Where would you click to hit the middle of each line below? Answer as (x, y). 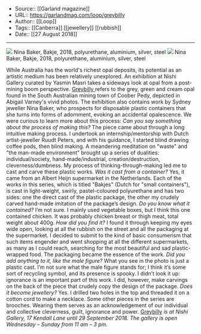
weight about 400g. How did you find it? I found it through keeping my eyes (99, 223)
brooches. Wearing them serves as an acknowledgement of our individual (97, 305)
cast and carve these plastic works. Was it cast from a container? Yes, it (95, 172)
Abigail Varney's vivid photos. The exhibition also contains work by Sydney (99, 102)
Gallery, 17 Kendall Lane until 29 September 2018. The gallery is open (92, 318)
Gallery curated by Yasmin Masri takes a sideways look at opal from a (92, 83)
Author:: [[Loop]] (36, 21)
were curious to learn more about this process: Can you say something (94, 121)
